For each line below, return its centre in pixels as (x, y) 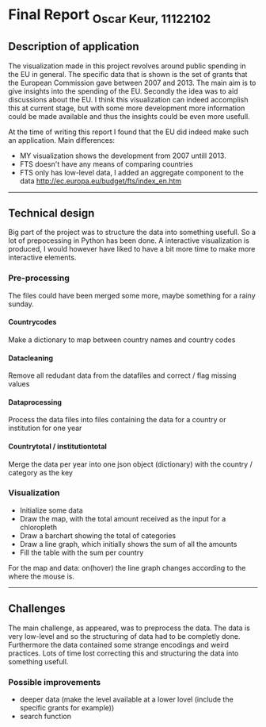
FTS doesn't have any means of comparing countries (106, 163)
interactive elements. (42, 258)
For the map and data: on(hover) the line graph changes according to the (127, 567)
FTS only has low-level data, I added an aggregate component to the (131, 172)
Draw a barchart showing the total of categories (98, 535)
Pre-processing (39, 278)
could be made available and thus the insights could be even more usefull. (129, 116)
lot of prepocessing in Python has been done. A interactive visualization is (129, 240)
